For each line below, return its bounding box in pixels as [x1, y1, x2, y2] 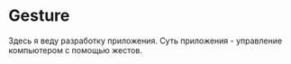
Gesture [8, 5, 70, 26]
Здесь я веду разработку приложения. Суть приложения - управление [8, 35, 283, 46]
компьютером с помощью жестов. [8, 44, 143, 55]
